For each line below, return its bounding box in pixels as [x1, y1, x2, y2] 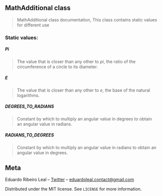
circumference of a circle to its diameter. [16, 63, 98, 70]
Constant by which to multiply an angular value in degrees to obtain [16, 116, 152, 121]
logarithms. [16, 92, 40, 98]
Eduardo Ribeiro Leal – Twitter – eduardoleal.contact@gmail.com [5, 176, 134, 182]
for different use [16, 22, 49, 28]
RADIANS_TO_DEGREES [5, 132, 54, 138]
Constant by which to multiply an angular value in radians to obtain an [16, 144, 157, 150]
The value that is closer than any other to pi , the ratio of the [16, 59, 136, 64]
